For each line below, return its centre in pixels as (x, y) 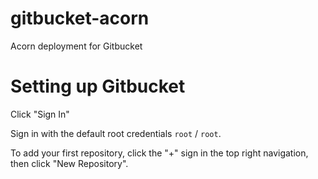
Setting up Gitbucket (98, 86)
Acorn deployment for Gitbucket (76, 46)
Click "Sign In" (40, 114)
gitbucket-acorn (80, 18)
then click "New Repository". (69, 163)
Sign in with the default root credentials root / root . (116, 133)
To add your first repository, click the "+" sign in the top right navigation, (159, 153)
